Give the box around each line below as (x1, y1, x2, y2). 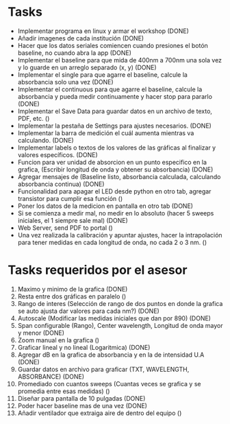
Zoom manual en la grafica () (17, 335, 100, 344)
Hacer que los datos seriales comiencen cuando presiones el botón (17, 41, 208, 49)
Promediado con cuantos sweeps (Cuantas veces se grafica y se (17, 379, 201, 388)
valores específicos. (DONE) (17, 150, 98, 158)
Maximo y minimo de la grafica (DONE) (17, 285, 128, 293)
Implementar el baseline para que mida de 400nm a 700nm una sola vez (17, 56, 222, 64)
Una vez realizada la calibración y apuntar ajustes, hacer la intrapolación (17, 231, 222, 239)
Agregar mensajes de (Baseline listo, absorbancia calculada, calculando (17, 172, 221, 180)
